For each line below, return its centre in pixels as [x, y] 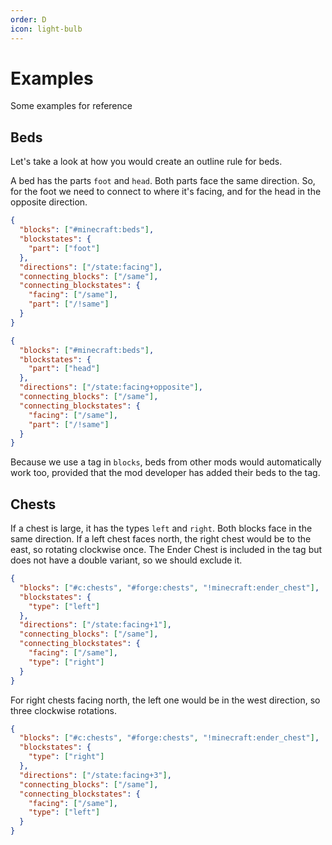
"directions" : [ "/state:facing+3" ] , [95, 775]
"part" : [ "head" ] [64, 369]
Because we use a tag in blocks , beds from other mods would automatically [166, 462]
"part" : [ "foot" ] [64, 248]
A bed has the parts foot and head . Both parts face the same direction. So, [163, 181]
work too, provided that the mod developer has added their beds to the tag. [165, 473]
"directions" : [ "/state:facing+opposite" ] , [111, 387]
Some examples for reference [71, 106]
